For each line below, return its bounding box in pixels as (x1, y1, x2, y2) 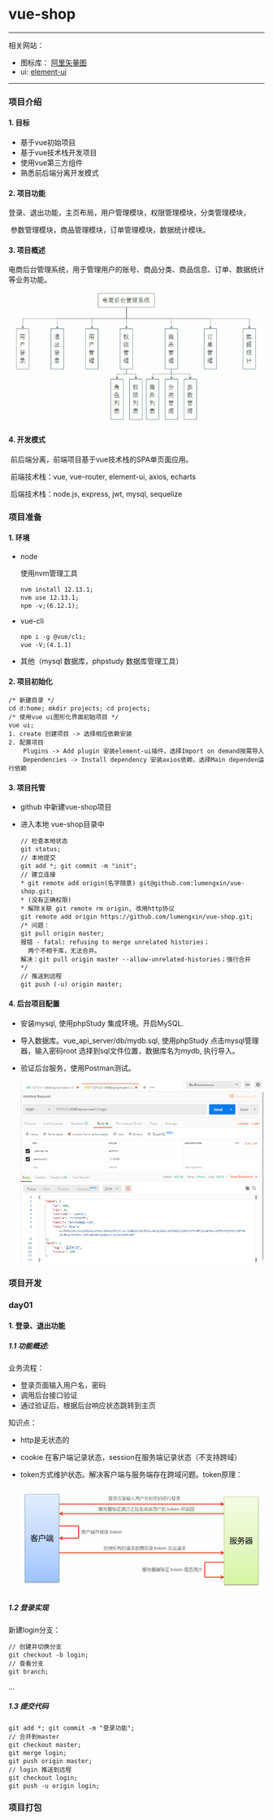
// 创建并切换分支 (8, 1643, 63, 1651)
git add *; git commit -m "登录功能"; (8, 1724, 136, 1732)
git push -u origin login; (8, 1782, 100, 1790)
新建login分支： (8, 1625, 61, 1635)
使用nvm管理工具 (19, 568, 78, 578)
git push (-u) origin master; (19, 980, 123, 988)
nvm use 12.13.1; (19, 593, 80, 602)
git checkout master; (8, 1740, 82, 1748)
